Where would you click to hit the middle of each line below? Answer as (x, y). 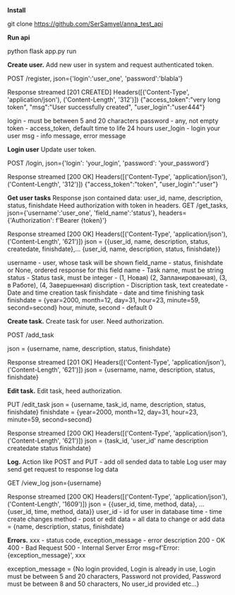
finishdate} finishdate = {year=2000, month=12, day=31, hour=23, (103, 412)
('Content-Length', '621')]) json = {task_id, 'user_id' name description (108, 441)
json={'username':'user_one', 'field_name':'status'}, (82, 213)
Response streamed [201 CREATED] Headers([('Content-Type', (98, 92)
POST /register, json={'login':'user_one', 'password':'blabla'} (95, 78)
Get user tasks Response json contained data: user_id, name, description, (115, 198)
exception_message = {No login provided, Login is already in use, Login (112, 569)
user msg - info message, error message (67, 136)
